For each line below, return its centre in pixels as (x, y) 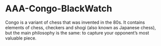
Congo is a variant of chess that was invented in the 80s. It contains (75, 22)
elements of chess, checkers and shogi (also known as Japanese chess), (80, 27)
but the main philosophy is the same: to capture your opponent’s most (77, 33)
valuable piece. (21, 38)
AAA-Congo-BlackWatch (59, 9)
